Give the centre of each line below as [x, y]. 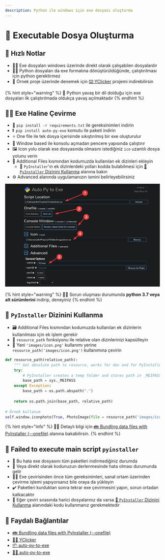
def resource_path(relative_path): [41, 360]
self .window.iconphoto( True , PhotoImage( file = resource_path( [71, 417]
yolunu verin [25, 156]
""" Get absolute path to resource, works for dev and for [76, 365]
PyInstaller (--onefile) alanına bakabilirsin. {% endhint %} [63, 434]
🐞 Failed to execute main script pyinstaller [72, 449]
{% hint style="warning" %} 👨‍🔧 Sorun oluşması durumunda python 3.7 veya [82, 295]
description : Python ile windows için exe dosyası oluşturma [69, 10]
